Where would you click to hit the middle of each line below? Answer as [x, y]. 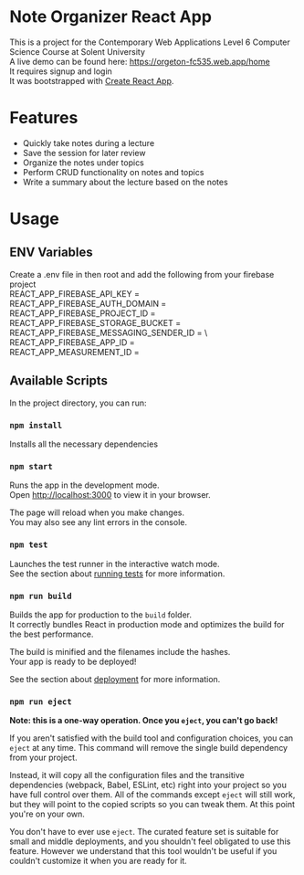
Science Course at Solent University [78, 51]
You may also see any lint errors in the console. [98, 522]
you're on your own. [47, 814]
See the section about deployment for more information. [115, 679]
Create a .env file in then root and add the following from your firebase [142, 274]
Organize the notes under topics [83, 163]
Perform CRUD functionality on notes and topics [113, 172]
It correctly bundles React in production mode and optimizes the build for [147, 624]
